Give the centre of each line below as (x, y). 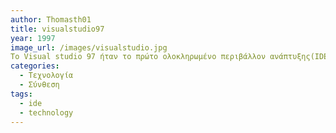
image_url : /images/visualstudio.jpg (89, 47)
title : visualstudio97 (57, 29)
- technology (46, 112)
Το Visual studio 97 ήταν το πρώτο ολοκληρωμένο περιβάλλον (138, 57)
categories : (35, 66)
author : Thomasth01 (51, 19)
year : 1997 (33, 38)
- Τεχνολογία (46, 76)
